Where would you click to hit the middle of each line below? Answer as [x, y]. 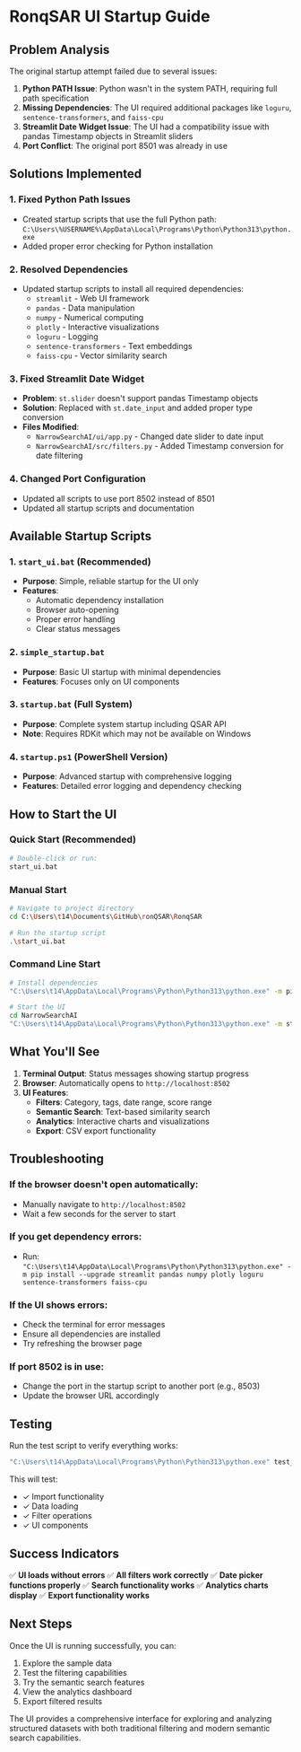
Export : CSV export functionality [96, 1130]
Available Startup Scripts [81, 536]
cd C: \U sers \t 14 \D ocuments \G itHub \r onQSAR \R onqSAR [106, 916]
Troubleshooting [57, 1159]
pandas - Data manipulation [85, 308]
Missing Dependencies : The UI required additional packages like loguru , [157, 108]
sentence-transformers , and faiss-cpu [93, 117]
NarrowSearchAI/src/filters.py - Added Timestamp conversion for [159, 446]
